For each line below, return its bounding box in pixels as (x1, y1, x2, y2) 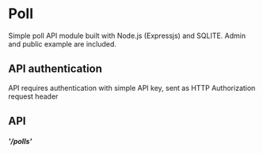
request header (8, 92, 59, 101)
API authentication (8, 62, 103, 76)
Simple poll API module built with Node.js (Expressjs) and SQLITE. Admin (8, 31, 246, 40)
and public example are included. (8, 39, 117, 48)
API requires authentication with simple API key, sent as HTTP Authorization (8, 83, 256, 92)
